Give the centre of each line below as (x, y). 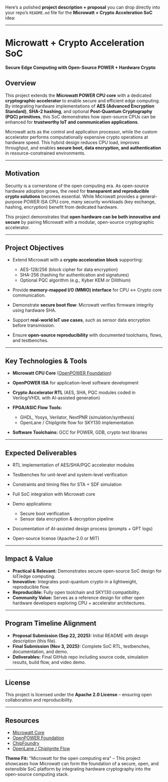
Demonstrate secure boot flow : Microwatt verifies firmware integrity (83, 305)
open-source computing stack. (37, 774)
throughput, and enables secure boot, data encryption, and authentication (83, 148)
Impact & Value (29, 559)
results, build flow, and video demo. (49, 662)
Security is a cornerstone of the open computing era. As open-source (77, 186)
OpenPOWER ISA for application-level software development (75, 383)
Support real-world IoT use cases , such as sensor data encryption (81, 320)
